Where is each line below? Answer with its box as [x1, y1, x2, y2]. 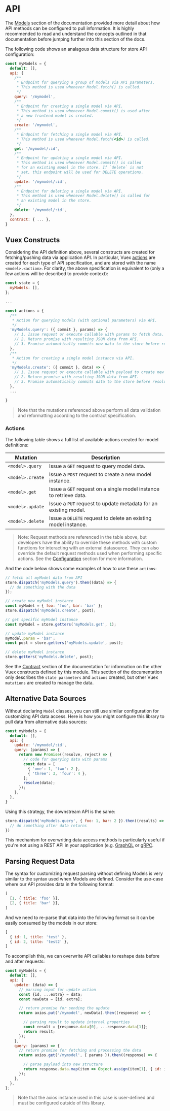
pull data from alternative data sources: [5, 718, 88, 725]
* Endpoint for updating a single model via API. [16, 155, 123, 160]
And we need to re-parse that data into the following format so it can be [5, 914, 155, 921]
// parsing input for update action [18, 987, 96, 992]
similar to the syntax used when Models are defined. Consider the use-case [5, 876, 163, 882]
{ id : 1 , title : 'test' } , [10, 934, 67, 939]
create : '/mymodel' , [14, 122, 58, 127]
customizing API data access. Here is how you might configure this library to [5, 713, 164, 719]
